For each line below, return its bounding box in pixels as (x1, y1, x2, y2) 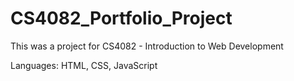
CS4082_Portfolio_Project (10, 7, 233, 30)
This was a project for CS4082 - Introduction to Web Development (10, 40, 284, 52)
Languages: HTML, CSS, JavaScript (10, 59, 158, 71)
